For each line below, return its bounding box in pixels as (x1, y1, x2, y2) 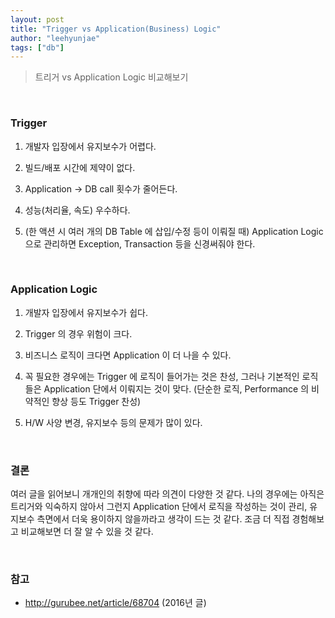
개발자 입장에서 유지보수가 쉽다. (24, 306, 148, 318)
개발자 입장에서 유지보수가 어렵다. (24, 140, 157, 152)
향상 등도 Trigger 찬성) (51, 395, 142, 407)
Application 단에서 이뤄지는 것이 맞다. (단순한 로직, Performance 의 (43, 382, 310, 395)
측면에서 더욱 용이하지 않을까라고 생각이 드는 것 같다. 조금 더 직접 (36, 513, 290, 525)
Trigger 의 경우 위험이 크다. (24, 327, 133, 340)
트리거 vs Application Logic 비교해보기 (34, 71, 189, 83)
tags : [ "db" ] (10, 42, 65, 53)
